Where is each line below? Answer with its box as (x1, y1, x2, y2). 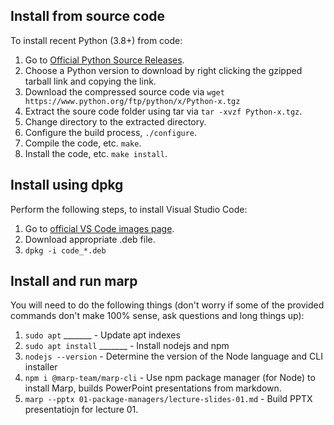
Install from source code (10, 8, 166, 25)
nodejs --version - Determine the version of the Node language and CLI (24, 350, 323, 363)
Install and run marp (10, 273, 138, 290)
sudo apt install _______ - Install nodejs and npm (24, 340, 230, 352)
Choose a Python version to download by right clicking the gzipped (24, 64, 303, 76)
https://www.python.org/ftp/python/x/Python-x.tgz (24, 96, 241, 106)
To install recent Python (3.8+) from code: (10, 34, 183, 46)
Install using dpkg (10, 177, 124, 194)
